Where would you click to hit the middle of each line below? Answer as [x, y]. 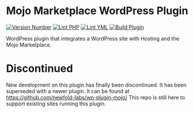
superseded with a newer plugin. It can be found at [68, 91]
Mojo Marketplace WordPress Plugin [97, 11]
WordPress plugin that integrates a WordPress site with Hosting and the [93, 38]
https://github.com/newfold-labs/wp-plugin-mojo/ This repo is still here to [96, 97]
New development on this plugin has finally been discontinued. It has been [96, 85]
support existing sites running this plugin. [56, 104]
